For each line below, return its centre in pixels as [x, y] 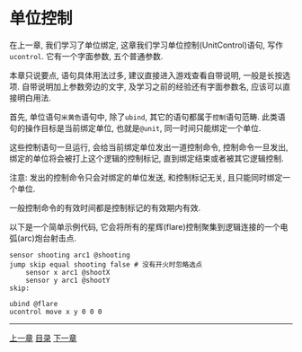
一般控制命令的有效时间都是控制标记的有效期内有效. [105, 207]
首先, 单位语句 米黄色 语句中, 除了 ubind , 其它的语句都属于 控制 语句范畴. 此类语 [147, 117]
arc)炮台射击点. [49, 238]
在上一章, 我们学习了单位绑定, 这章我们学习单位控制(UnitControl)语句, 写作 [147, 45]
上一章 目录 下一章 [43, 338]
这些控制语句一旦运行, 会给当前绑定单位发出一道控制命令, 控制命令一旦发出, [149, 147]
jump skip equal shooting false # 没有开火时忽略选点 [106, 264]
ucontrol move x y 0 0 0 [56, 312]
